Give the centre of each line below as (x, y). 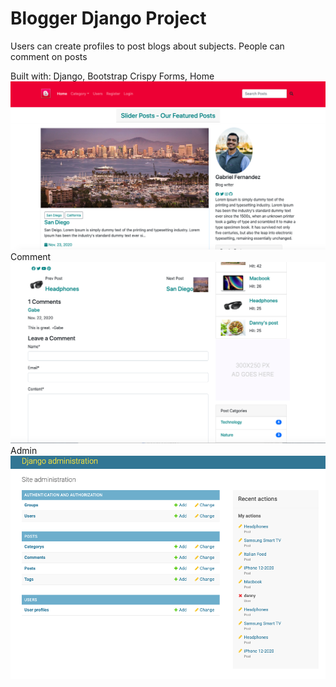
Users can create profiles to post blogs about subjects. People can (147, 46)
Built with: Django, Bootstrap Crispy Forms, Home (112, 76)
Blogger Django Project (108, 18)
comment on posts (49, 56)
